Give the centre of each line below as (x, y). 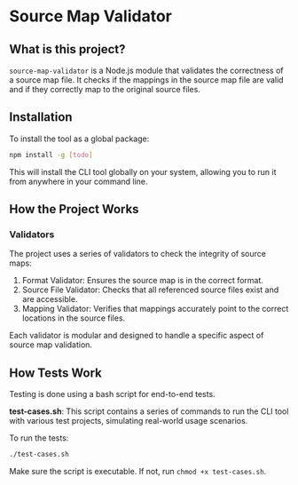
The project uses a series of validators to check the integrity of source (137, 254)
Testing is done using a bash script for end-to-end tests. (112, 394)
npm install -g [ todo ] (51, 155)
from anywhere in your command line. (78, 181)
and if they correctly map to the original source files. (105, 89)
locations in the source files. (74, 318)
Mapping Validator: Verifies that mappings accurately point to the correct (155, 309)
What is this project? (67, 49)
